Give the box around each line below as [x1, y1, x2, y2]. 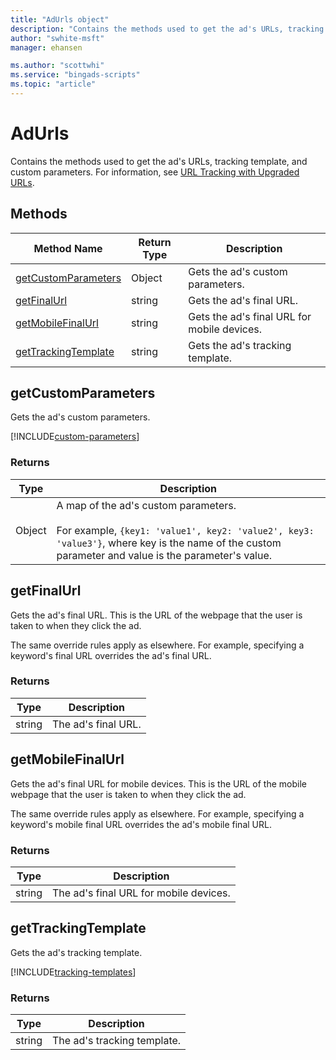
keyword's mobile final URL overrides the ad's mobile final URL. [10, 818, 272, 830]
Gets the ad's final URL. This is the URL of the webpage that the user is [10, 609, 303, 621]
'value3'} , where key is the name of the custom [56, 536, 282, 550]
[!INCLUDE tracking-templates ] [10, 966, 137, 978]
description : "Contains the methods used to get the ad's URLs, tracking [10, 24, 325, 34]
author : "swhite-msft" [10, 33, 105, 43]
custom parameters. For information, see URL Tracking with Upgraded [10, 166, 300, 178]
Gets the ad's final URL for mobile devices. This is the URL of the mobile [10, 777, 307, 790]
